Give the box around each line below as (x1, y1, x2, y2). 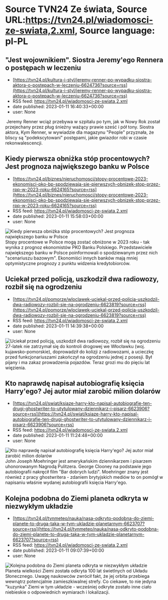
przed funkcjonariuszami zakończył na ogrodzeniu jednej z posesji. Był (5, 354, 152, 360)
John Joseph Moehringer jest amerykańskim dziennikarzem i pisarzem (5, 458, 152, 464)
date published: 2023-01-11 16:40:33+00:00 (12, 104, 104, 109)
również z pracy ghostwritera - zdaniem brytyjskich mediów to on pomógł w (5, 474, 163, 480)
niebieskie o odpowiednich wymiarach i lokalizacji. (5, 589, 110, 595)
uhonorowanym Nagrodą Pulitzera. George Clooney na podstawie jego (5, 464, 152, 470)
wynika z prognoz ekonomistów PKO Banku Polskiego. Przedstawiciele (5, 244, 152, 250)
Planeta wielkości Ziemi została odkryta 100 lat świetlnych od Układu (5, 568, 147, 574)
